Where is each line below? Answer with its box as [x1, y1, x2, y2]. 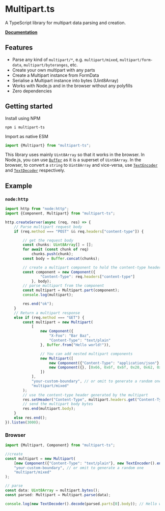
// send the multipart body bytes [23, 402, 93, 407]
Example [5, 181, 32, 190]
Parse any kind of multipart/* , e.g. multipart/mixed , [12, 57, 119, 62]
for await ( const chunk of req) [23, 247, 89, 252]
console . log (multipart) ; [23, 293, 74, 298]
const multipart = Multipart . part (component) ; [23, 288, 120, 293]
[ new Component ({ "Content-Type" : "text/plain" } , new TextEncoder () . [14, 461, 157, 466]
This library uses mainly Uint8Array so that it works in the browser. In [5, 151, 145, 158]
